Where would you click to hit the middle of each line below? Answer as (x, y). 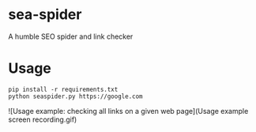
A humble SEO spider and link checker (71, 36)
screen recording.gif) (43, 119)
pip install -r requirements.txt (63, 89)
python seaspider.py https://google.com (76, 96)
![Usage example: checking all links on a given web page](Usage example (128, 111)
